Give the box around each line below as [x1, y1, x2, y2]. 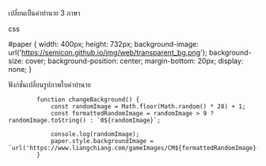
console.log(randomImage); [50, 130, 140, 138]
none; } [8, 65, 32, 74]
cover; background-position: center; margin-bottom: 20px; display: [25, 56, 244, 66]
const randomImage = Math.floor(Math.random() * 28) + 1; [50, 103, 246, 111]
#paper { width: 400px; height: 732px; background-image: [8, 40, 199, 48]
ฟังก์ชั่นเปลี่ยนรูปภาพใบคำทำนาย [8, 80, 91, 89]
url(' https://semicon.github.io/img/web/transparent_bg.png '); [8, 48, 207, 57]
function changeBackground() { [36, 96, 140, 104]
